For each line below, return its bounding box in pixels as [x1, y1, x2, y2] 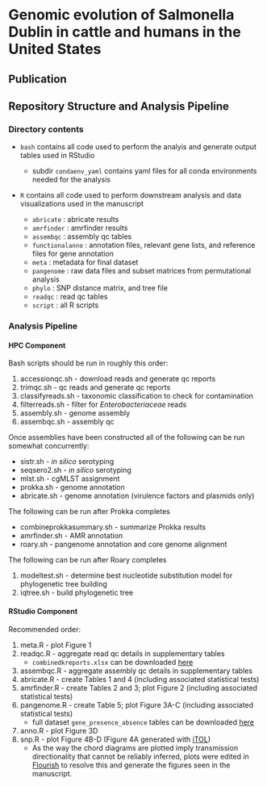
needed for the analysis [31, 175, 111, 185]
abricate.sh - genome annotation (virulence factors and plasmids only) [19, 491, 255, 501]
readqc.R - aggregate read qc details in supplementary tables [19, 648, 225, 658]
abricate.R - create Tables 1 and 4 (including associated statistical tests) [19, 674, 260, 684]
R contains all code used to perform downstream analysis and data [19, 190, 242, 200]
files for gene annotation [31, 249, 115, 259]
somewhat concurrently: [8, 441, 90, 451]
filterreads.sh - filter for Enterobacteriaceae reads [19, 399, 187, 409]
